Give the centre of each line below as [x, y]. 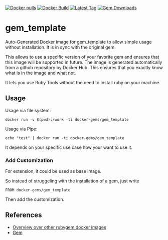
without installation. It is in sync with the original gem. [61, 47]
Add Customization [29, 160]
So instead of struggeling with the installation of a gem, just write [72, 181]
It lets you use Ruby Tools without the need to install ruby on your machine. [83, 82]
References [24, 215]
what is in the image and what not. [41, 73]
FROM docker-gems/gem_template [38, 190]
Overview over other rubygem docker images [59, 227]
